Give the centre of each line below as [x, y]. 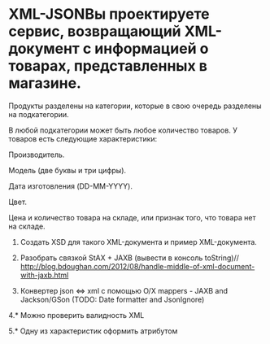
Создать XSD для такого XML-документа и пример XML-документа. [139, 242]
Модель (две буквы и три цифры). [67, 170]
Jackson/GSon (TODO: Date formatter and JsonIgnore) [112, 299]
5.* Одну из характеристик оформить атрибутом [93, 331]
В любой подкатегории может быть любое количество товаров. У [123, 130]
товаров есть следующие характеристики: [83, 138]
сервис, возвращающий [95, 31]
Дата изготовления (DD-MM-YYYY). [70, 186]
